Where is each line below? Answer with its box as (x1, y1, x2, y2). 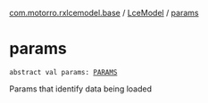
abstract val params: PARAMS (9, 67, 118, 76)
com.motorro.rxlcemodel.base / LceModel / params (9, 8, 199, 18)
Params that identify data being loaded (9, 83, 153, 94)
